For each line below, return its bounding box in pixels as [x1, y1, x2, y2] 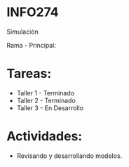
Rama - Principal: [6, 41, 57, 49]
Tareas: [6, 66, 52, 81]
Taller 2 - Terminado [16, 96, 76, 105]
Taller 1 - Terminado [16, 88, 75, 97]
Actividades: [6, 128, 83, 145]
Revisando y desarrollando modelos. [16, 152, 123, 160]
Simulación [6, 27, 39, 36]
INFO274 [6, 4, 59, 20]
